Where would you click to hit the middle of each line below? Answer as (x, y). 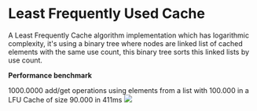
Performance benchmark (50, 75)
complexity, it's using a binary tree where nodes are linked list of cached (126, 43)
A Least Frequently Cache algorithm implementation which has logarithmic (129, 35)
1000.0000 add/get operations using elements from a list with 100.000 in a (128, 90)
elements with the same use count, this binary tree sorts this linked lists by (129, 52)
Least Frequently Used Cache (107, 14)
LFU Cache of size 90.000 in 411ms (65, 99)
